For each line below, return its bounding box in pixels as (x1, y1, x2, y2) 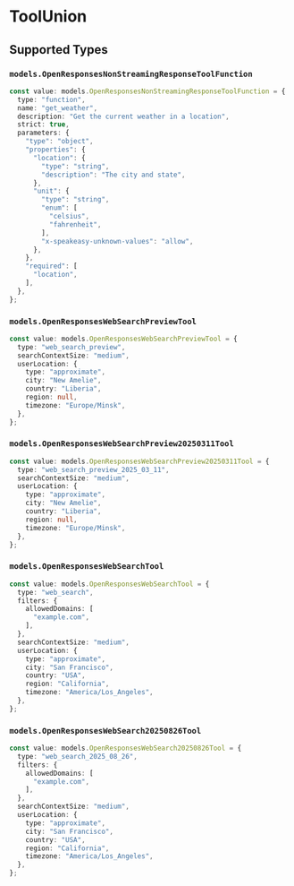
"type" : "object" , (25, 137, 94, 146)
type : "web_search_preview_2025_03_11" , (17, 465, 170, 474)
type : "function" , (17, 95, 87, 104)
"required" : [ (25, 262, 78, 271)
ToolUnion (9, 6, 88, 27)
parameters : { (17, 128, 70, 138)
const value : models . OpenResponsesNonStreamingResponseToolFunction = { (9, 87, 286, 96)
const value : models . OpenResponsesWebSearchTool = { (9, 580, 210, 589)
